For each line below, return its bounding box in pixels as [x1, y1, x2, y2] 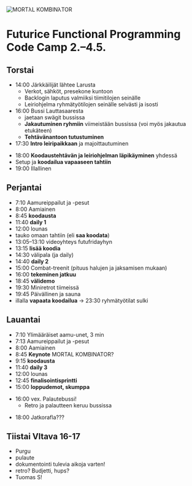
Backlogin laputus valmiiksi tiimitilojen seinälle [24, 94, 141, 101]
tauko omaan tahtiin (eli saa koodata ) [15, 231, 110, 239]
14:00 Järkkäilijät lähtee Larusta [15, 81, 96, 88]
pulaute [15, 454, 35, 461]
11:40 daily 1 [15, 218, 47, 225]
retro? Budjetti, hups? [15, 467, 69, 474]
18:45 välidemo [15, 277, 55, 284]
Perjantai [6, 182, 42, 193]
